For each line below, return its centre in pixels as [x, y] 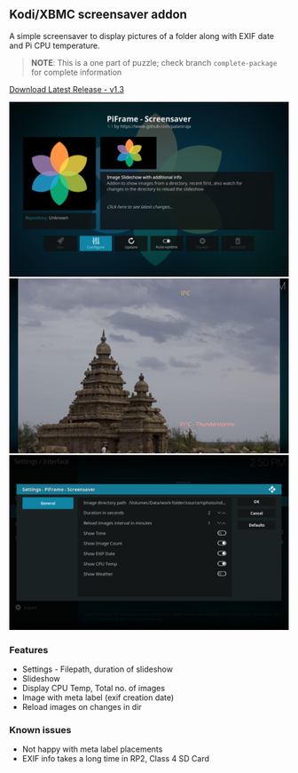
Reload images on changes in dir [82, 707]
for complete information [76, 72]
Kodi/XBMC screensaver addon [98, 15]
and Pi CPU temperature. [55, 45]
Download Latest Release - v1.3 [67, 89]
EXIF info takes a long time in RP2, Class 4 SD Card [116, 759]
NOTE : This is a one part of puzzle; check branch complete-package [154, 62]
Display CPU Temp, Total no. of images [94, 689]
